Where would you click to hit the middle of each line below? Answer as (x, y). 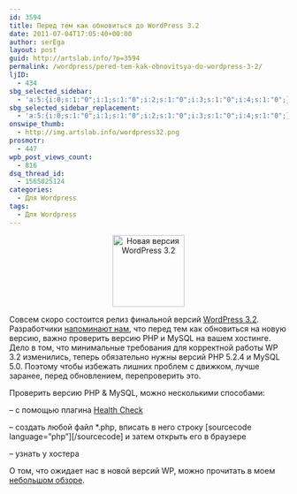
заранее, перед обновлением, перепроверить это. (105, 376)
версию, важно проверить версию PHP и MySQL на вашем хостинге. (140, 338)
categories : (31, 190)
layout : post (33, 50)
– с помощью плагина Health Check (76, 410)
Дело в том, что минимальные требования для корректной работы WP (144, 347)
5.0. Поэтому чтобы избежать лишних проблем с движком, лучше (134, 366)
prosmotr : (27, 141)
